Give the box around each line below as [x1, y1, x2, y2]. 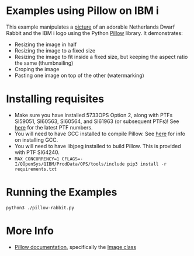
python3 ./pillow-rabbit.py [6, 205, 75, 211]
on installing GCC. [14, 136, 58, 143]
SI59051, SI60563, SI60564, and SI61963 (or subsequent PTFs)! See [14, 118, 179, 125]
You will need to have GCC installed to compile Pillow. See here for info [14, 130, 186, 137]
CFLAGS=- [61, 156, 83, 162]
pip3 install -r [127, 161, 167, 167]
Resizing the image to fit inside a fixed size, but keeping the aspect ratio [14, 53, 188, 60]
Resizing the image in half [14, 41, 77, 48]
